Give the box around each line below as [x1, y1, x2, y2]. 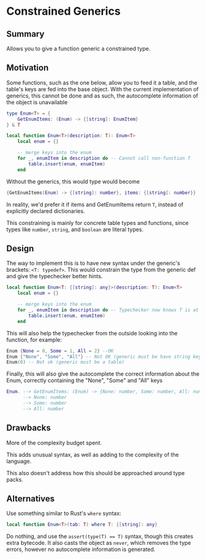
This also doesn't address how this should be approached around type [6, 469, 185, 476]
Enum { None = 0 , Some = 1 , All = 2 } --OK [6, 348, 114, 354]
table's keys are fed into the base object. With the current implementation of [6, 85, 199, 93]
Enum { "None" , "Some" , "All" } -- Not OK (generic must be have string [6, 354, 191, 360]
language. [6, 457, 32, 465]
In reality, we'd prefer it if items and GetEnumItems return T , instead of [6, 200, 184, 208]
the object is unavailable [6, 98, 68, 105]
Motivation [6, 63, 49, 73]
